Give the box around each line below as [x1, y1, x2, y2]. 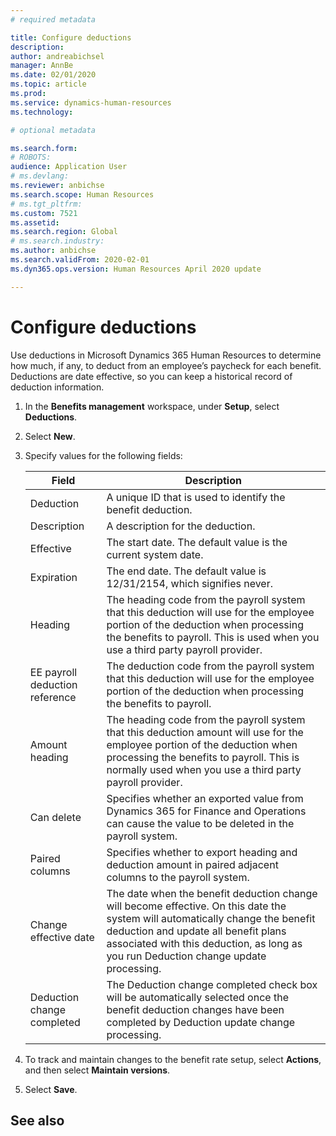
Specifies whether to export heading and [106, 845, 298, 859]
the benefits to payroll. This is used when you [106, 630, 320, 644]
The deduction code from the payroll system [106, 659, 315, 673]
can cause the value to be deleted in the [106, 816, 295, 830]
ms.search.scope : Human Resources [10, 189, 155, 200]
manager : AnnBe [10, 61, 74, 71]
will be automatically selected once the [106, 990, 289, 1004]
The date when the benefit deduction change [106, 886, 318, 900]
